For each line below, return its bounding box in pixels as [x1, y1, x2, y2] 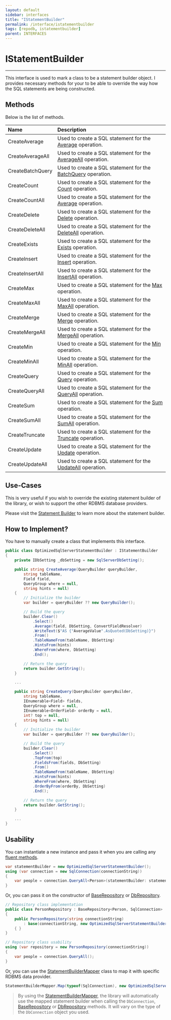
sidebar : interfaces [5, 12, 49, 17]
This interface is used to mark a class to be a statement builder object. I [5, 74, 155, 81]
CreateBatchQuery [8, 167, 52, 174]
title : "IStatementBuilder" [5, 17, 65, 22]
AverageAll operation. [57, 156, 109, 163]
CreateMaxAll [8, 299, 41, 306]
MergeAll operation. [57, 332, 105, 339]
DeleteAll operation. [57, 229, 104, 236]
